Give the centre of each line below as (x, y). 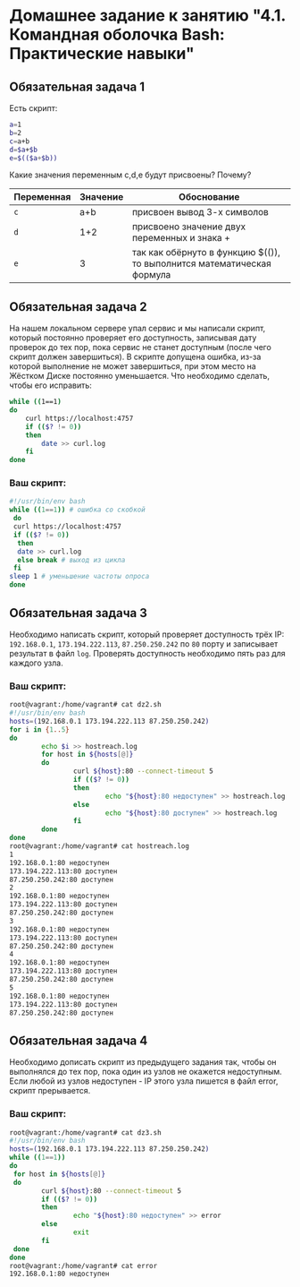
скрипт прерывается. (50, 1091)
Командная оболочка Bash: (117, 34)
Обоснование (209, 197)
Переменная (42, 197)
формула (152, 275)
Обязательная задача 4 (79, 1040)
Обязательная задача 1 (77, 86)
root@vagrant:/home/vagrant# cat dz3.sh (86, 1133)
